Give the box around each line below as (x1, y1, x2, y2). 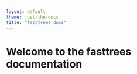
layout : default (6, 8, 46, 15)
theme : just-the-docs (6, 14, 59, 20)
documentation (6, 57, 83, 70)
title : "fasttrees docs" (6, 19, 67, 25)
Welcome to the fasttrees (6, 45, 132, 58)
